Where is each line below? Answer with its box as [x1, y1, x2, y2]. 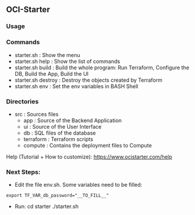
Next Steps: [6, 167, 41, 176]
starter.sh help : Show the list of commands [14, 58, 121, 65]
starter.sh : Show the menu [14, 51, 81, 58]
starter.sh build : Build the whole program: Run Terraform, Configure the [14, 64, 190, 71]
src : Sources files [14, 110, 59, 117]
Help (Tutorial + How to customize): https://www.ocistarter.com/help [6, 153, 173, 160]
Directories [6, 97, 39, 105]
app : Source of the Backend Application [23, 117, 122, 124]
